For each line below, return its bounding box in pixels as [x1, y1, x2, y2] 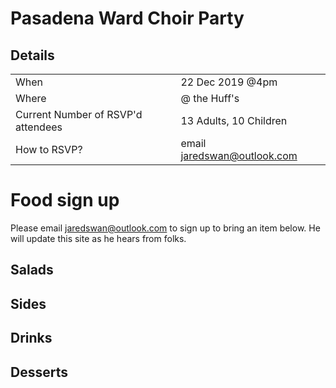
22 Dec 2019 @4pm [180, 75, 278, 89]
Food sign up [10, 189, 120, 212]
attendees [15, 120, 63, 134]
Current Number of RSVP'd [15, 108, 143, 121]
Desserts [10, 363, 68, 381]
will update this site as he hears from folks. [10, 232, 187, 244]
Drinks [10, 330, 53, 347]
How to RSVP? [15, 143, 83, 156]
